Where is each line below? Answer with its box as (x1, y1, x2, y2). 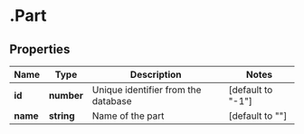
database (91, 95, 133, 107)
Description (129, 69, 183, 81)
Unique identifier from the (91, 83, 202, 96)
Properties (9, 42, 71, 57)
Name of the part (91, 110, 165, 122)
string (48, 110, 75, 122)
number (48, 90, 84, 101)
